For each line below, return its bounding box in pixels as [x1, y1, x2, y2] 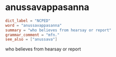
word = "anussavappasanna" [5, 23, 62, 28]
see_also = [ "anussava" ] [5, 37, 57, 42]
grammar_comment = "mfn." [5, 32, 60, 37]
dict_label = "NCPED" [5, 18, 51, 23]
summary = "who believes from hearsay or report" [5, 27, 112, 33]
